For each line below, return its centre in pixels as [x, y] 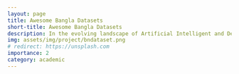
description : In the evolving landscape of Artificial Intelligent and [116, 33]
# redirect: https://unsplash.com [59, 47]
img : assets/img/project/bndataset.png [67, 40]
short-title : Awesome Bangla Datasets [65, 27]
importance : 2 [28, 54]
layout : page [27, 14]
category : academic [36, 60]
